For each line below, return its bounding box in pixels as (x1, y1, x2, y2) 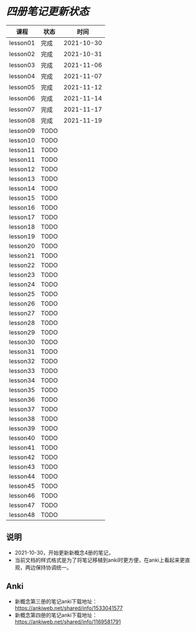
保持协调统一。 (35, 564, 72, 571)
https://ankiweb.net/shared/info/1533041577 (14, 604, 123, 612)
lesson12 (9, 165, 35, 173)
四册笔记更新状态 (6, 5, 90, 18)
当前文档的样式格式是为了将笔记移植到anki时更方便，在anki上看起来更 (14, 556, 185, 564)
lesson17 (9, 213, 35, 221)
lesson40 (9, 434, 35, 442)
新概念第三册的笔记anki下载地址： (14, 597, 98, 605)
